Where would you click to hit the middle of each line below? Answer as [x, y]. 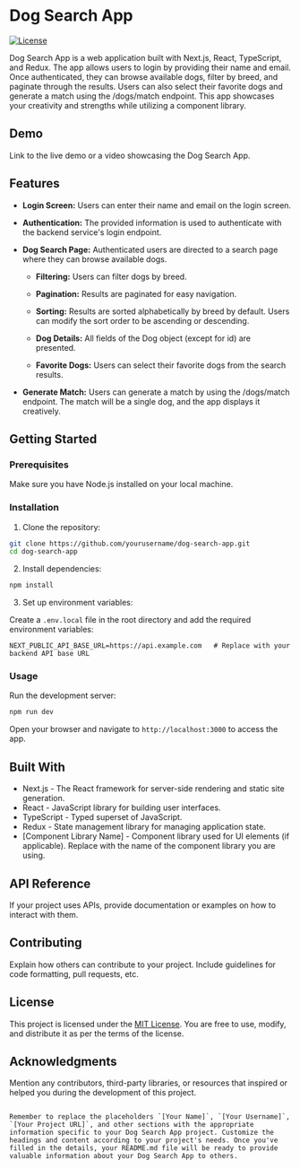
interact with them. [44, 914]
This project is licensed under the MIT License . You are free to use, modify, [148, 1024]
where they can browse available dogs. [94, 259]
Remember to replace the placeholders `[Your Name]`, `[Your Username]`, [150, 1117]
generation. [43, 798]
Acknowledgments [64, 1061]
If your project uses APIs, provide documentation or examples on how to [142, 905]
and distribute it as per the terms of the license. [97, 1034]
